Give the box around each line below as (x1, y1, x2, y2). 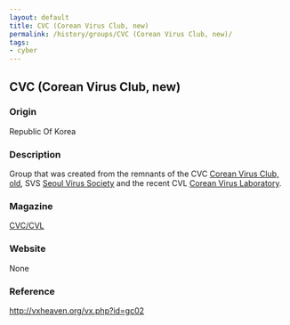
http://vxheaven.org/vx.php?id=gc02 (9, 305, 145, 316)
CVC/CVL (9, 220, 44, 232)
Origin (9, 106, 37, 118)
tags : (9, 37, 29, 47)
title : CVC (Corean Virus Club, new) (9, 21, 149, 30)
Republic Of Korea (9, 126, 77, 136)
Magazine (9, 200, 53, 213)
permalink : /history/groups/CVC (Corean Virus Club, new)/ (9, 29, 233, 38)
